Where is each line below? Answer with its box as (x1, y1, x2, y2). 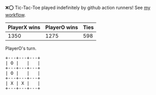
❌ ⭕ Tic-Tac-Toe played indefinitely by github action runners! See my (5, 5, 151, 11)
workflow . (5, 12, 26, 18)
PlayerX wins (8, 24, 41, 31)
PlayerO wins (45, 24, 78, 31)
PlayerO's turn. (5, 45, 37, 51)
